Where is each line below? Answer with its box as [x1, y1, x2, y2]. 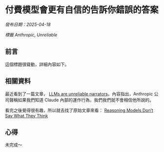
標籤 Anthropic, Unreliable [5, 32, 57, 38]
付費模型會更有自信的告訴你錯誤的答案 [5, 4, 159, 16]
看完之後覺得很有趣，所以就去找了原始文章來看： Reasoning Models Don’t [5, 107, 153, 113]
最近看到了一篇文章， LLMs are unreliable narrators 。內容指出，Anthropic [5, 91, 153, 96]
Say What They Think [5, 113, 48, 118]
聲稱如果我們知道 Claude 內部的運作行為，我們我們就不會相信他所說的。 [9, 97, 154, 103]
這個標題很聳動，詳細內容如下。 [5, 61, 69, 67]
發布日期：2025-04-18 [5, 21, 51, 27]
